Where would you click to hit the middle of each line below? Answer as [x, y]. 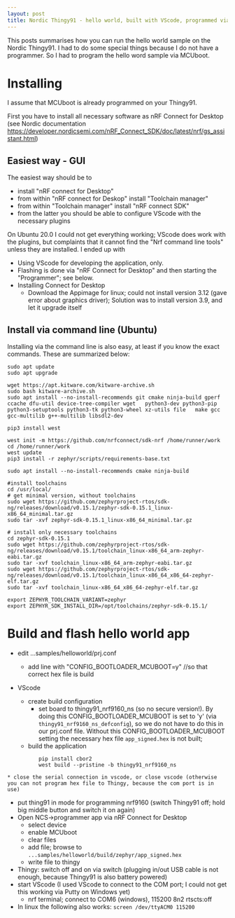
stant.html [22, 139]
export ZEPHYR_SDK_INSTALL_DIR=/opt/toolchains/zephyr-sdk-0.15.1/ [108, 606]
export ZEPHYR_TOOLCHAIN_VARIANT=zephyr [67, 600]
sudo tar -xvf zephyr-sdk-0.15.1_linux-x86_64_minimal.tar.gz [100, 520]
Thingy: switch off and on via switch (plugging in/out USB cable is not [118, 869]
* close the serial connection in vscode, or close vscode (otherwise [112, 777]
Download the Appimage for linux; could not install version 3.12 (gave [127, 293]
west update [24, 453]
